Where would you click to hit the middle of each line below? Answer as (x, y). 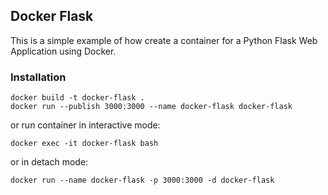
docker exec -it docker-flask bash (84, 144)
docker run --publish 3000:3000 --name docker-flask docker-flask (151, 107)
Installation (38, 77)
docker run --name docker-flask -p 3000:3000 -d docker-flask (142, 180)
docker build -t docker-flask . (77, 98)
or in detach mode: (49, 162)
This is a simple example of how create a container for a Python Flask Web (164, 40)
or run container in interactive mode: (85, 125)
